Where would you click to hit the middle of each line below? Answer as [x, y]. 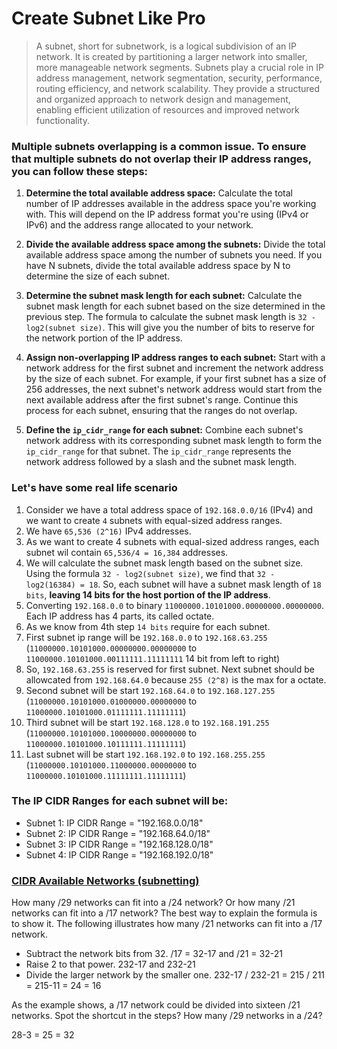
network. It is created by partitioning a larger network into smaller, [171, 56]
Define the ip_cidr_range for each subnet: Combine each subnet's [164, 430]
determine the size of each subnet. [98, 276]
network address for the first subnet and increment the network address [174, 368]
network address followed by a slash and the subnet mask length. [161, 462]
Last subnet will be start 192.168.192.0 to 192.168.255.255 [145, 754]
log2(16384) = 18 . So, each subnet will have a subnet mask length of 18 [173, 584]
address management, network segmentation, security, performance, [179, 78]
